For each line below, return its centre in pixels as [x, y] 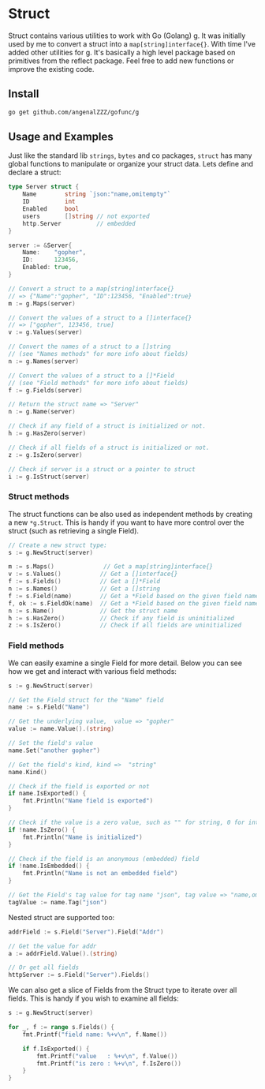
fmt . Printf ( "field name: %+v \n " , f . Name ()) [95, 1035]
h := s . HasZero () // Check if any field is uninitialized [121, 618]
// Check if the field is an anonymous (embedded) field [104, 859]
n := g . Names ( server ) [44, 361]
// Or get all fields [44, 967]
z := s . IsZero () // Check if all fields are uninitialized [125, 625]
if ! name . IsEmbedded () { [49, 866]
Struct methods [39, 496]
